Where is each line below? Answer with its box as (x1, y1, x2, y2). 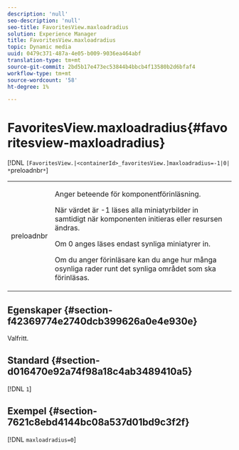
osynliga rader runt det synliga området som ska (54, 264, 217, 274)
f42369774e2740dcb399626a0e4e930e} (7, 315, 198, 327)
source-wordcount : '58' (7, 76, 78, 84)
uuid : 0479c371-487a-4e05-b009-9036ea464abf (7, 50, 142, 58)
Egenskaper (7, 304, 63, 316)
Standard (7, 355, 50, 367)
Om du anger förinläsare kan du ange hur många (54, 255, 217, 265)
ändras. (54, 223, 80, 233)
